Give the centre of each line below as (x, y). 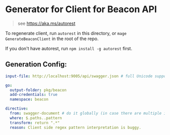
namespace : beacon (29, 99)
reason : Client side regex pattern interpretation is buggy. (76, 127)
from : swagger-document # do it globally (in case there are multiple (86, 113)
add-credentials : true (34, 95)
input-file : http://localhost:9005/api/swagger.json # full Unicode (79, 76)
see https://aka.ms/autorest (47, 23)
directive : (17, 109)
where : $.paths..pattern (36, 118)
